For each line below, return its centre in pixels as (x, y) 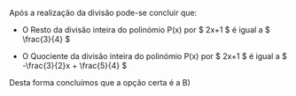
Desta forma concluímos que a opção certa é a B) (100, 82)
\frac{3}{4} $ (46, 39)
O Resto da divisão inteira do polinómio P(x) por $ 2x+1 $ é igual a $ (146, 30)
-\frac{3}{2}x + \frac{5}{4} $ (74, 66)
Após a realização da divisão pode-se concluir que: (103, 13)
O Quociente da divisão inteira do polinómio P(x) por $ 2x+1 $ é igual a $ (155, 56)
